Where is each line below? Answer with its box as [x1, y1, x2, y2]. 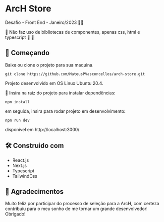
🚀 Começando [5, 49, 50, 57]
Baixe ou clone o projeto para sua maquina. [5, 62, 94, 68]
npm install [5, 99, 30, 104]
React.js [12, 157, 29, 163]
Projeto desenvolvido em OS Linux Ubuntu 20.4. [5, 80, 104, 86]
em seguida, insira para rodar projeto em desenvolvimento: [5, 108, 126, 114]
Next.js [12, 162, 27, 168]
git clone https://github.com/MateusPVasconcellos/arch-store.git [5, 72, 145, 76]
